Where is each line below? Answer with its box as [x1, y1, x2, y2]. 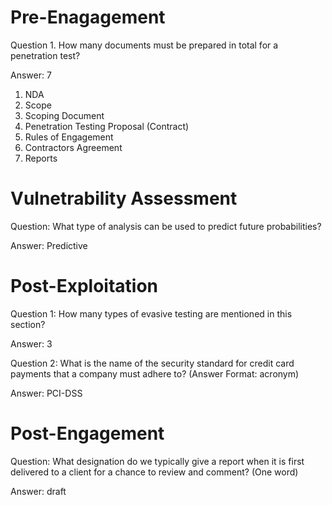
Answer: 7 [10, 69, 52, 81]
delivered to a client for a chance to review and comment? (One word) [10, 466, 299, 478]
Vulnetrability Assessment [10, 187, 238, 210]
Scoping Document [24, 109, 105, 121]
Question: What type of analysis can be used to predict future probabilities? [10, 220, 322, 232]
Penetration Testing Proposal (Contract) [24, 120, 190, 132]
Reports [24, 152, 58, 164]
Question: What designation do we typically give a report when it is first [10, 455, 305, 467]
